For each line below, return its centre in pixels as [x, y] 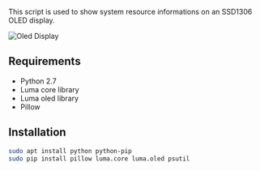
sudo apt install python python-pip [70, 151]
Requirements [45, 61]
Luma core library [49, 89]
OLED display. [32, 20]
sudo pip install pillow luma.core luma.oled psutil [99, 158]
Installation [37, 133]
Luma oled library [49, 98]
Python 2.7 [38, 81]
